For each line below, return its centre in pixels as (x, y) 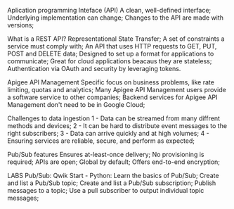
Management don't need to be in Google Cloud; (76, 104)
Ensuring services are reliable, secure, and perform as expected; (101, 141)
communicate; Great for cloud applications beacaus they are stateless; (110, 61)
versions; (21, 25)
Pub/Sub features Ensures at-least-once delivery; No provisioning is (106, 154)
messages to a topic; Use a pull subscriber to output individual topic (106, 190)
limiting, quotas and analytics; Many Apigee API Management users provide (117, 90)
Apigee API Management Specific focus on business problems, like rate (111, 82)
